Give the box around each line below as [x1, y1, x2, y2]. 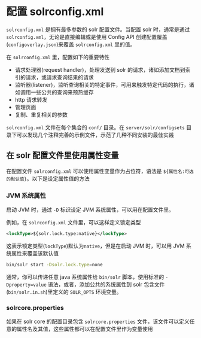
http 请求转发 [14, 96, 48, 103]
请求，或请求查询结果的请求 [25, 74, 94, 81]
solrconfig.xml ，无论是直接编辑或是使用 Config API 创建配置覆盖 [6, 33, 167, 40]
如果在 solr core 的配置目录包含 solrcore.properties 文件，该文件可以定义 [6, 318, 190, 325]
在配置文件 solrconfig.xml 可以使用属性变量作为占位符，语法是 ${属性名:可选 [6, 168, 194, 175]
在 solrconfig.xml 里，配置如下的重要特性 [6, 53, 110, 60]
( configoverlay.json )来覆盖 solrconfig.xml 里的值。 [6, 41, 136, 48]
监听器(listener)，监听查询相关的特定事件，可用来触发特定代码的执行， [14, 81, 190, 88]
